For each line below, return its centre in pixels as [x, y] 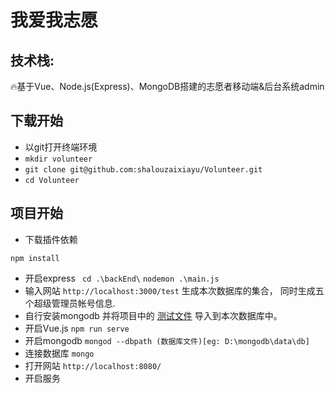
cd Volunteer [52, 180]
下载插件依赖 [51, 239]
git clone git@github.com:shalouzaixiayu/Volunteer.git [143, 169]
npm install [35, 258]
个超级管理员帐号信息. [70, 303]
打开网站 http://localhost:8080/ [93, 365]
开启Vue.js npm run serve [77, 328]
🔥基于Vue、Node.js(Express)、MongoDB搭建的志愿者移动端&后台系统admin [167, 86]
